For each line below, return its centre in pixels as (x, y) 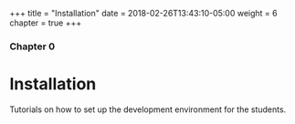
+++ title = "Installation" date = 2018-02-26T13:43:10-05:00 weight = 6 (143, 13)
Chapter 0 (32, 46)
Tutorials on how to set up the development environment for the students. (148, 109)
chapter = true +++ (46, 23)
